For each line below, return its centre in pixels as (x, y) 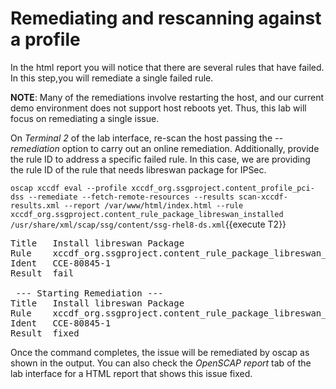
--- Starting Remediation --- (89, 293)
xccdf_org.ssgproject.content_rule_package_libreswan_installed (147, 214)
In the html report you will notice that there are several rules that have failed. (167, 67)
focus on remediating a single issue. (85, 118)
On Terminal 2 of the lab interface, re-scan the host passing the (141, 138)
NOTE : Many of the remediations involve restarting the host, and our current (167, 97)
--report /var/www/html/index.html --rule (153, 205)
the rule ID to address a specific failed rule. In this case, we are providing (160, 159)
